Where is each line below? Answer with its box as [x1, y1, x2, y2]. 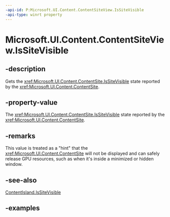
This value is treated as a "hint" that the [5, 145, 88, 151]
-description [5, 65, 46, 73]
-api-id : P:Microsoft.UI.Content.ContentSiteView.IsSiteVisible [5, 7, 144, 13]
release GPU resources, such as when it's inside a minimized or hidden [5, 156, 154, 162]
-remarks [5, 132, 36, 140]
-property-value [5, 98, 58, 107]
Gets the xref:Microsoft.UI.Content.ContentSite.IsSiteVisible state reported [5, 78, 160, 84]
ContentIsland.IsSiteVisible [5, 189, 61, 195]
